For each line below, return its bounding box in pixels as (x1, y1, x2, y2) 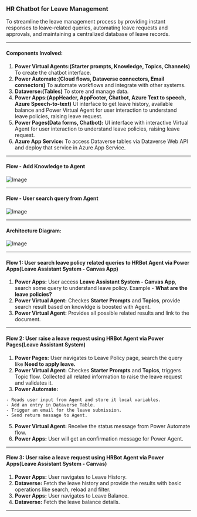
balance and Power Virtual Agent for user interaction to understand (14, 106, 177, 114)
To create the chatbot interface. (14, 69, 91, 76)
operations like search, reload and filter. (14, 486, 111, 493)
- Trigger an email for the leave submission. (6, 407, 122, 413)
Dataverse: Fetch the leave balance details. (14, 498, 120, 505)
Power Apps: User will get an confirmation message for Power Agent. (14, 435, 184, 442)
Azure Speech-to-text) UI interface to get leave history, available (14, 100, 173, 107)
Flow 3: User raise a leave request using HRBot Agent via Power (6, 454, 164, 461)
